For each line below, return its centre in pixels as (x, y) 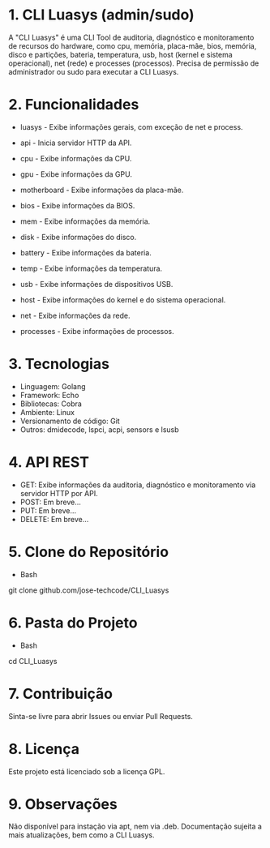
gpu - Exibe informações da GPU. (76, 174)
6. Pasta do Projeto (73, 623)
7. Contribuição (61, 694)
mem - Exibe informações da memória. (85, 221)
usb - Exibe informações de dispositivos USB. (96, 284)
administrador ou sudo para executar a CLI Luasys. (94, 71)
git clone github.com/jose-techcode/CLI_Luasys (89, 590)
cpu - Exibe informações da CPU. (76, 158)
